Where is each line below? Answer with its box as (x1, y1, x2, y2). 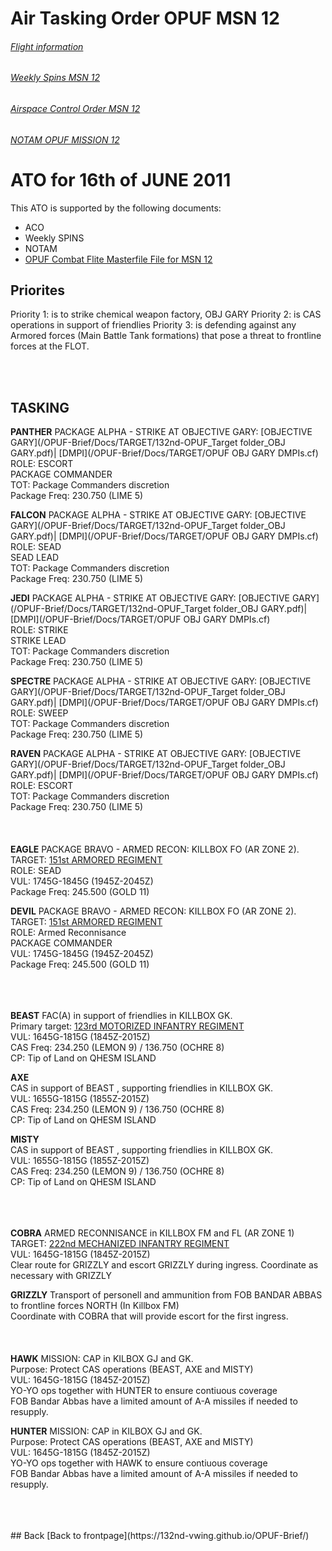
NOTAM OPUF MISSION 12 (10, 133, 120, 146)
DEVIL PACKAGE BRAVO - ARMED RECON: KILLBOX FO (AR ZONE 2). (10, 905, 297, 917)
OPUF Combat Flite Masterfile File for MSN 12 (24, 253, 213, 265)
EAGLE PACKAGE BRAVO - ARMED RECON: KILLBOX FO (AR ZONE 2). (10, 843, 300, 856)
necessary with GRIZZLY (10, 1270, 112, 1282)
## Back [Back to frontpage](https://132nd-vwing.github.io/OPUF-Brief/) (10, 1530, 310, 1542)
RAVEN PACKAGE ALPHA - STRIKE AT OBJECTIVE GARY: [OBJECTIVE (10, 748, 302, 760)
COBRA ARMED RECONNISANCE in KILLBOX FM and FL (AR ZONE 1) (10, 1227, 295, 1239)
